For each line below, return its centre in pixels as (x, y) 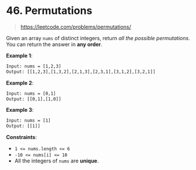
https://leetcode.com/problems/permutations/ (76, 27)
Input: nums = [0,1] (31, 93)
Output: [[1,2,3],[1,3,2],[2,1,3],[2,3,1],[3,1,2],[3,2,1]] (81, 72)
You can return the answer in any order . (54, 44)
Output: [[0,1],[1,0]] (34, 99)
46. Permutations (49, 11)
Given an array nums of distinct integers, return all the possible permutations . (98, 38)
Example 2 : (20, 83)
